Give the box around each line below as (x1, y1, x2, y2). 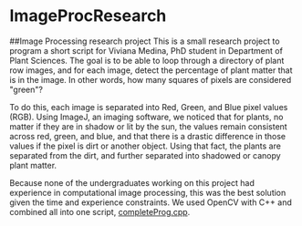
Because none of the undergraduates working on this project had (9, 177, 255, 188)
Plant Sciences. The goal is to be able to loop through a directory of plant (9, 55, 285, 66)
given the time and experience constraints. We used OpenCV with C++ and (9, 197, 292, 208)
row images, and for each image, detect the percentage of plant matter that (9, 65, 293, 76)
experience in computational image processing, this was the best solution (9, 187, 286, 198)
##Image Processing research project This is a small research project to (9, 36, 280, 46)
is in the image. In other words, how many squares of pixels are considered (9, 74, 292, 85)
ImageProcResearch (9, 5, 167, 26)
